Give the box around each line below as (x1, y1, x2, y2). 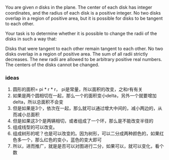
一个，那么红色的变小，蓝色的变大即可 (21, 137, 102, 143)
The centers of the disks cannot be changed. (5, 62, 99, 68)
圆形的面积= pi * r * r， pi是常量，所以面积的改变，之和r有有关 (12, 86, 143, 92)
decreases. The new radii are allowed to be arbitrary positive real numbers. (5, 57, 162, 62)
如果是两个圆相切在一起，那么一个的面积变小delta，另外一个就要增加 (12, 93, 157, 99)
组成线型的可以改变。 (12, 124, 57, 130)
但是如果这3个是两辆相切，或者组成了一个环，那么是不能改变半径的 (12, 118, 154, 124)
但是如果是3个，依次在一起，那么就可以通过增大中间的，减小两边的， (12, 105, 158, 112)
